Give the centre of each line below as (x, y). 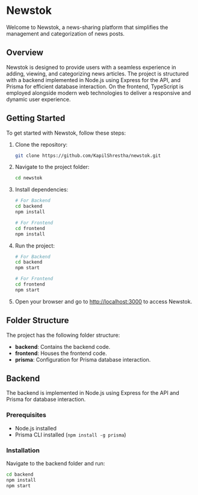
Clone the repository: (41, 144)
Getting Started (36, 118)
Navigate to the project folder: (52, 167)
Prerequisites (26, 415)
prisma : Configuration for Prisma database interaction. (83, 359)
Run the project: (35, 246)
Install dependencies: (42, 190)
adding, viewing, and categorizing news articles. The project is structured (97, 74)
